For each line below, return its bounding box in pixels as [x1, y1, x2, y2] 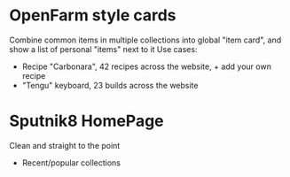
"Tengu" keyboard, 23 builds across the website [21, 80, 199, 90]
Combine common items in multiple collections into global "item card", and [9, 35, 282, 45]
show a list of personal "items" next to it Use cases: [9, 43, 198, 54]
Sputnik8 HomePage [9, 112, 164, 131]
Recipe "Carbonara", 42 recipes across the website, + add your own [21, 61, 272, 72]
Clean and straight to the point [9, 140, 121, 150]
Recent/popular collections [21, 157, 121, 168]
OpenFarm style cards [9, 5, 176, 26]
